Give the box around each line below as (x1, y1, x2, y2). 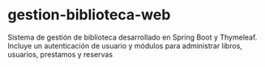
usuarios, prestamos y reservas (7, 49, 113, 59)
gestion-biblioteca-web (7, 6, 171, 24)
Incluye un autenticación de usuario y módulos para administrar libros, (7, 40, 242, 50)
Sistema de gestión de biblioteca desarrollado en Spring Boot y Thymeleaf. (7, 32, 258, 42)
